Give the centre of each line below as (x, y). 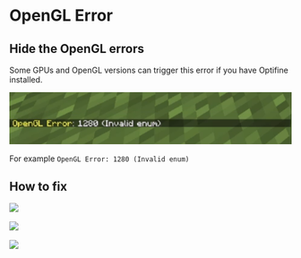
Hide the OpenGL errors (77, 49)
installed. (26, 80)
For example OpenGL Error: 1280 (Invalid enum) (99, 159)
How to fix (38, 187)
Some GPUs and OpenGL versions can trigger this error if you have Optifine (149, 70)
